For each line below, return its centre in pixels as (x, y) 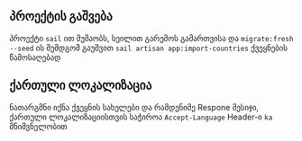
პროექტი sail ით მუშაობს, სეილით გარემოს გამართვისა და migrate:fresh (151, 38)
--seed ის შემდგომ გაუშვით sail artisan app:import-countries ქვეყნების (149, 48)
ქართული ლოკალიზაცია (81, 86)
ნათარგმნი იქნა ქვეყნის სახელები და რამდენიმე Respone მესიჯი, (134, 107)
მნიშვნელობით (38, 126)
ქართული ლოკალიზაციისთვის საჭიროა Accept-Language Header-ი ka (141, 117)
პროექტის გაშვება (61, 17)
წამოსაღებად (35, 57)
